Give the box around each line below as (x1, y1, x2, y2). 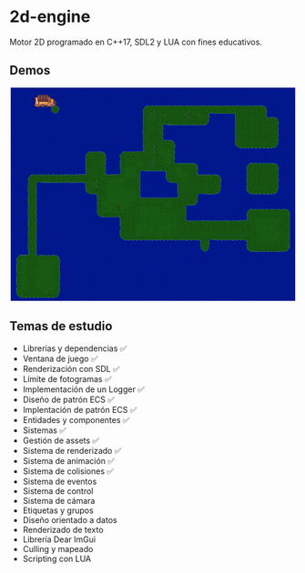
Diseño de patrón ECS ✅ (22, 394, 116, 405)
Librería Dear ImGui (22, 534, 97, 545)
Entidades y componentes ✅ (22, 414, 130, 425)
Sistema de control (22, 485, 94, 497)
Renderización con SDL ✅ (22, 363, 120, 374)
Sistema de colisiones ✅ (22, 466, 114, 477)
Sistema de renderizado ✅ (22, 445, 122, 456)
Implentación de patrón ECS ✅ (22, 404, 137, 415)
